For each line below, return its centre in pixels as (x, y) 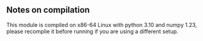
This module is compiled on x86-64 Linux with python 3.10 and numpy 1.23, (102, 24)
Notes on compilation (48, 10)
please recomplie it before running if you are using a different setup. (93, 31)
